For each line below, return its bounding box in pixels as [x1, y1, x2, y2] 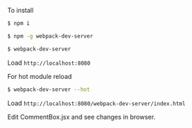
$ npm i [7, 20, 30, 27]
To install [7, 6, 34, 14]
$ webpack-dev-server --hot [7, 85, 91, 93]
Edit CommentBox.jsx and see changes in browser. [7, 112, 156, 121]
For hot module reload [7, 72, 72, 80]
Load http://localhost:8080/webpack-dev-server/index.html [7, 99, 186, 107]
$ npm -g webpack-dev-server [7, 32, 94, 40]
